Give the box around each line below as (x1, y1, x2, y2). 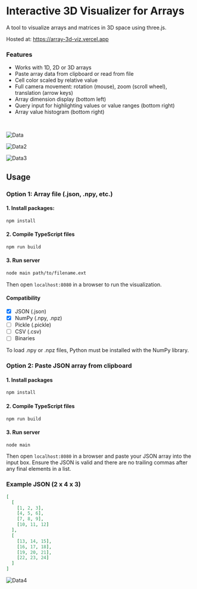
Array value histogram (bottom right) (14, 109, 105, 116)
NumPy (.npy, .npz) (14, 314, 62, 322)
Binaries (14, 335, 35, 342)
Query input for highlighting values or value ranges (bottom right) (14, 102, 175, 109)
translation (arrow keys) (14, 90, 73, 97)
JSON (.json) (14, 307, 46, 314)
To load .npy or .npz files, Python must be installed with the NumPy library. (6, 347, 189, 354)
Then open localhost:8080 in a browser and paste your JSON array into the (6, 452, 192, 460)
